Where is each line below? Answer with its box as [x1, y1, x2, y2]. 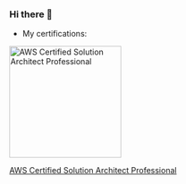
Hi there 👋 [9, 8, 54, 21]
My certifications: [21, 29, 88, 39]
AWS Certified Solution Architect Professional [9, 165, 177, 176]
